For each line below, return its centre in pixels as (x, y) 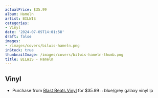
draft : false (18, 37)
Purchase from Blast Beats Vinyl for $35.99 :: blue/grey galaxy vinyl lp (82, 91)
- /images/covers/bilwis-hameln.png (42, 46)
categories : (17, 23)
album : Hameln (20, 14)
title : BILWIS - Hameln (29, 59)
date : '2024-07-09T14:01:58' (35, 32)
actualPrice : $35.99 (26, 9)
